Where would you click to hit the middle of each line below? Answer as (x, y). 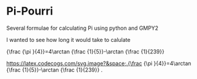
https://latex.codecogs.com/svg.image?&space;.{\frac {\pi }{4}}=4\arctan (99, 63)
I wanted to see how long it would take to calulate (69, 39)
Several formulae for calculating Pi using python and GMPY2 (82, 28)
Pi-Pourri (30, 11)
